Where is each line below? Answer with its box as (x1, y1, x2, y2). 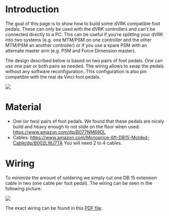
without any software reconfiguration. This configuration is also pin (5, 68, 147, 75)
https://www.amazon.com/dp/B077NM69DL (12, 129, 106, 135)
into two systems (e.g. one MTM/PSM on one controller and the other (5, 37, 152, 43)
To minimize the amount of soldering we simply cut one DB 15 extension (5, 175, 157, 181)
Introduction (5, 4, 59, 15)
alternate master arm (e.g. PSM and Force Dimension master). (5, 47, 136, 54)
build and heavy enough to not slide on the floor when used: (12, 124, 140, 130)
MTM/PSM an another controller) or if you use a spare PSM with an (5, 42, 147, 48)
